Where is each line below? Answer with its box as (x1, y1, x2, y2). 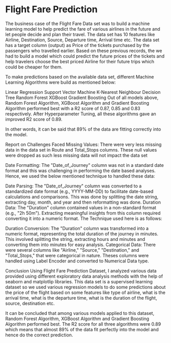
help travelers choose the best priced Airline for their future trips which (5, 58, 154, 64)
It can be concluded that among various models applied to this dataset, (5, 310, 154, 316)
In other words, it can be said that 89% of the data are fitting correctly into (5, 126, 161, 132)
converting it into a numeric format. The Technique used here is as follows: (5, 215, 162, 222)
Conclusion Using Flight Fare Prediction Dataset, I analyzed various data (5, 267, 157, 274)
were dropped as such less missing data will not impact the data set (5, 152, 148, 158)
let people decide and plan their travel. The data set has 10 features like (5, 31, 155, 37)
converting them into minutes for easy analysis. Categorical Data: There (5, 241, 156, 248)
